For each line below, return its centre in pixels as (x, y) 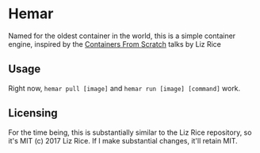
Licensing (33, 113)
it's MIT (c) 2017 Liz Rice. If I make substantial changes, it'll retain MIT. (123, 140)
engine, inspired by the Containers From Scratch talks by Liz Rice (115, 44)
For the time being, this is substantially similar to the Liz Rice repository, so (130, 132)
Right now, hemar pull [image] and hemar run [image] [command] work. (124, 88)
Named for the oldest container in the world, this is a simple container (122, 36)
